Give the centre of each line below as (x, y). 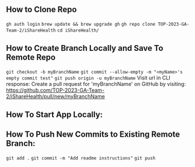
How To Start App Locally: (55, 115)
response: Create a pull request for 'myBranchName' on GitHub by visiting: (96, 83)
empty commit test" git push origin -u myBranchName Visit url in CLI (88, 78)
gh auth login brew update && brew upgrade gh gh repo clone (81, 24)
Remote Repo (31, 58)
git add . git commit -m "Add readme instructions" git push (81, 158)
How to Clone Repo (41, 10)
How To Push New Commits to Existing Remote (93, 135)
